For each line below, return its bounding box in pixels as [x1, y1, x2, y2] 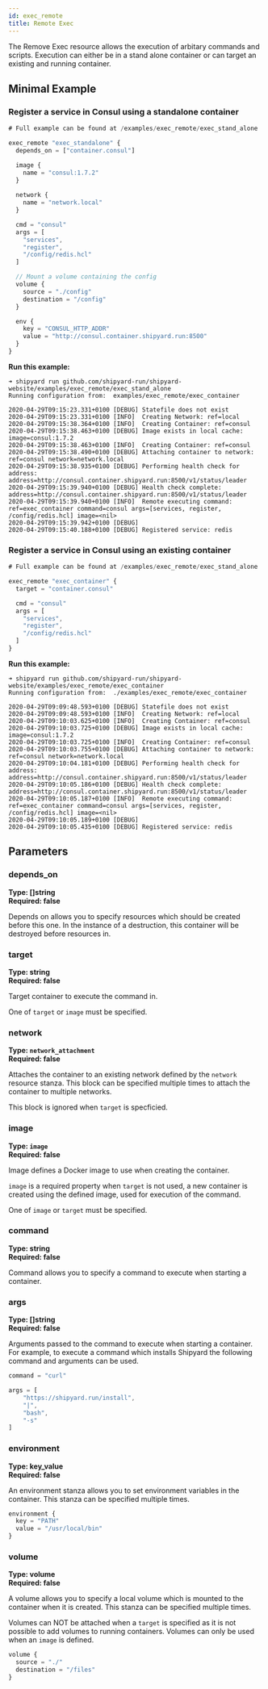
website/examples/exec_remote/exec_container [8, 681, 164, 690]
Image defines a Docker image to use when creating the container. [8, 1165, 230, 1175]
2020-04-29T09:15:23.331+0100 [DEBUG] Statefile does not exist [8, 405, 229, 414]
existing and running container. [8, 58, 111, 69]
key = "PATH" [15, 1517, 60, 1525]
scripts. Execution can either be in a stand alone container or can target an [8, 50, 257, 60]
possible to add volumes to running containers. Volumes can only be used [8, 1627, 254, 1637]
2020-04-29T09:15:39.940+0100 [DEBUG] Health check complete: [8, 483, 222, 491]
